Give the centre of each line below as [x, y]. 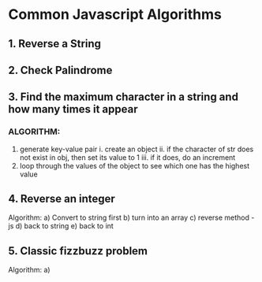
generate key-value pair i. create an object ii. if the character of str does [137, 149]
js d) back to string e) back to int [61, 226]
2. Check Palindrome [60, 70]
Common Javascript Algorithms [115, 15]
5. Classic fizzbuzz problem [78, 251]
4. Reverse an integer [62, 199]
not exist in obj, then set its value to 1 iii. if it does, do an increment [127, 157]
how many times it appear [73, 109]
